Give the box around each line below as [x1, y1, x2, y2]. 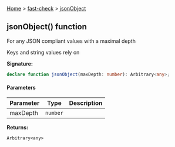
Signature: [6, 60, 33, 67]
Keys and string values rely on [6, 49, 80, 56]
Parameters [6, 84, 36, 91]
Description [69, 99, 103, 107]
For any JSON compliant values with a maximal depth [6, 37, 136, 45]
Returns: [6, 124, 29, 131]
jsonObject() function [6, 22, 87, 32]
